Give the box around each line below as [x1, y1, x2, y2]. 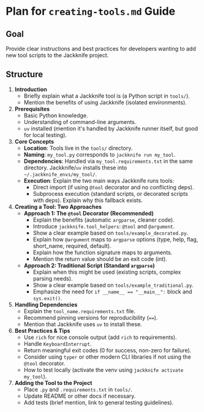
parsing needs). [32, 274, 73, 282]
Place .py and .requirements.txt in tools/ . [23, 386, 133, 393]
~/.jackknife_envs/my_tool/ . [23, 170, 97, 177]
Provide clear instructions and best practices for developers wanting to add [6, 45, 197, 52]
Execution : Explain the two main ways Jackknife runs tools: [23, 177, 175, 184]
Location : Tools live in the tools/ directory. [23, 144, 133, 152]
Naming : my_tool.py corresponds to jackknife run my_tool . [23, 150, 176, 158]
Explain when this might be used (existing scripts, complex [32, 268, 181, 276]
